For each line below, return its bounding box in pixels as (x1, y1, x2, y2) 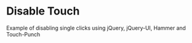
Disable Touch (6, 4, 80, 18)
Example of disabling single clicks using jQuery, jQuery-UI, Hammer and (6, 24, 186, 31)
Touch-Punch (6, 30, 41, 38)
